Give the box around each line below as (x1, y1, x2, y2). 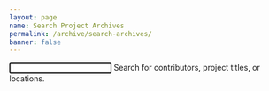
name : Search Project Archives (9, 21, 125, 30)
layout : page (9, 12, 58, 22)
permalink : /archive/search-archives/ (9, 29, 152, 38)
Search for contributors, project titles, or (113, 63, 261, 73)
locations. (9, 73, 45, 84)
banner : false (9, 37, 62, 47)
